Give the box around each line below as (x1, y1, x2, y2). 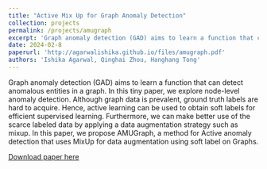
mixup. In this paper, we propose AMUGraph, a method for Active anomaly (8, 128, 252, 137)
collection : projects (8, 19, 80, 27)
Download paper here (8, 152, 79, 161)
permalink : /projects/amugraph (8, 26, 112, 34)
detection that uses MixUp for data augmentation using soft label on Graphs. (8, 136, 259, 146)
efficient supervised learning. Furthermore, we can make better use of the (8, 111, 250, 121)
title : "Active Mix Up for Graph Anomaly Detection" (8, 11, 187, 20)
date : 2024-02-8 (8, 41, 62, 49)
